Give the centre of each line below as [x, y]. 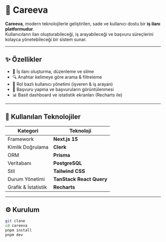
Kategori [28, 131]
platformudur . [20, 29]
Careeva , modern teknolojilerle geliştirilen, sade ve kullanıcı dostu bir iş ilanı [83, 24]
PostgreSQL [68, 163]
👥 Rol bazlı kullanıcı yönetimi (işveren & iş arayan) [62, 84]
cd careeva [16, 226]
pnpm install [19, 230]
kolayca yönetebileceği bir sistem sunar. [46, 39]
